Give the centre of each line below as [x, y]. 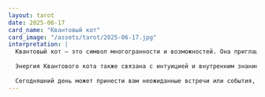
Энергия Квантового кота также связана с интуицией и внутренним [125, 66]
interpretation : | [38, 45]
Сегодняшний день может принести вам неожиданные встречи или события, [136, 81]
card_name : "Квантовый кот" [54, 30]
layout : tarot [32, 15]
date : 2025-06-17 [37, 23]
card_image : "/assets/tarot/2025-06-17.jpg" [82, 37]
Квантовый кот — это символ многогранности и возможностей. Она [123, 52]
